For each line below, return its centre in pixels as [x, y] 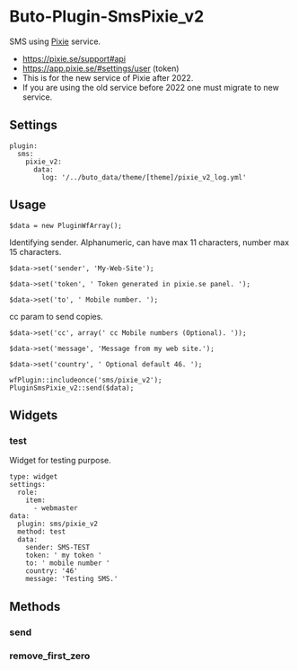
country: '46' [52, 571]
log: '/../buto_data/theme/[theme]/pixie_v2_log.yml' [144, 177]
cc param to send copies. [56, 316]
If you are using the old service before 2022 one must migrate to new [151, 87]
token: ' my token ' [64, 555]
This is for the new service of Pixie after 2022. [108, 77]
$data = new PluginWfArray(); [66, 225]
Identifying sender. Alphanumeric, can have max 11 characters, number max [149, 242]
